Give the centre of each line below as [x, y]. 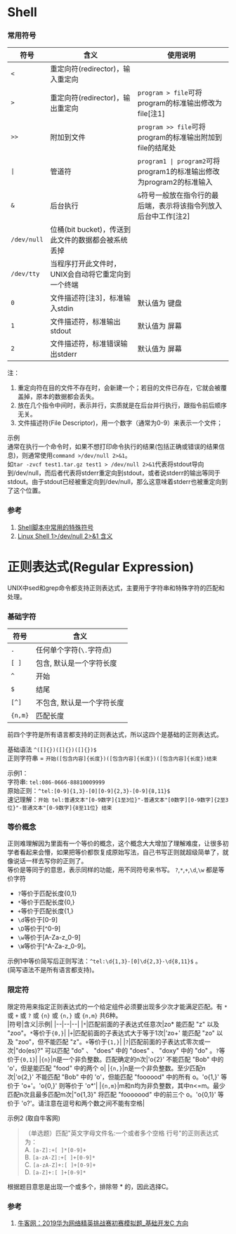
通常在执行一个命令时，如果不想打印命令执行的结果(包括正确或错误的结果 [113, 447]
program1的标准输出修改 [178, 171]
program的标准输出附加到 [180, 138]
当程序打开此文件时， [85, 264]
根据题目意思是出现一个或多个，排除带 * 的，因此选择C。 [90, 1186]
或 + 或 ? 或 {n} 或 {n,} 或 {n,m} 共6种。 [65, 1015]
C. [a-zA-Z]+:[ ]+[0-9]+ [60, 1164]
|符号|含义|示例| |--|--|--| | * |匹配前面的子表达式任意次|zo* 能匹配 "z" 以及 [113, 1024]
